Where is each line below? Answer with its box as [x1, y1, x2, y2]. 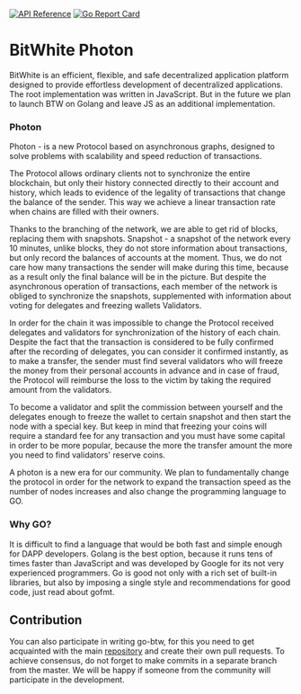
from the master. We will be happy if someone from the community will [9, 665, 271, 676]
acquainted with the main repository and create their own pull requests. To [9, 645, 285, 656]
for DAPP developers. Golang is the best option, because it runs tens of [9, 548, 273, 559]
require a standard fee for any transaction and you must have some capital [9, 431, 286, 441]
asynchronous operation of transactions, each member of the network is [9, 281, 279, 292]
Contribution [9, 612, 83, 627]
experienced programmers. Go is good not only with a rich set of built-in [9, 567, 277, 578]
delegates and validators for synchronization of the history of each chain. [9, 327, 281, 338]
